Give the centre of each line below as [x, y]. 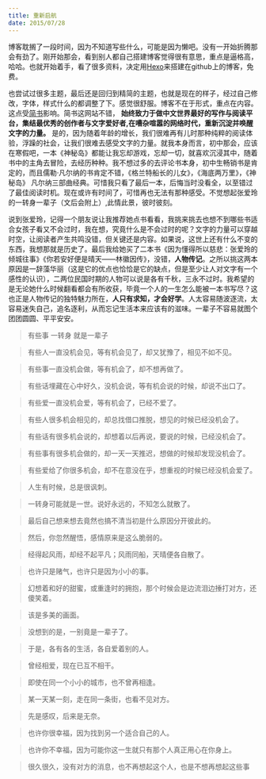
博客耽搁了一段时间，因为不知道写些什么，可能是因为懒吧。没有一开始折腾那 [133, 46]
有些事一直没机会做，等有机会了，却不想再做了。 [107, 369]
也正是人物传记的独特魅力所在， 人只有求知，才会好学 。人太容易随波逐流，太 [133, 298]
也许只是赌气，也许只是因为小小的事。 [90, 571]
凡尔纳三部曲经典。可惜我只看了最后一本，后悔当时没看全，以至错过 [142, 182]
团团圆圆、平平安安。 [43, 318]
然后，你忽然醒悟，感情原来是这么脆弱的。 [97, 537]
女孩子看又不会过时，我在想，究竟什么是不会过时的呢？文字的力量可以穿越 [136, 229]
